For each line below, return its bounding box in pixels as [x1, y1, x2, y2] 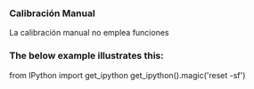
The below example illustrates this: [9, 50, 164, 62]
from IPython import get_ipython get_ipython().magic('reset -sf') [9, 69, 246, 80]
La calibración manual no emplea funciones [9, 28, 169, 38]
